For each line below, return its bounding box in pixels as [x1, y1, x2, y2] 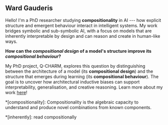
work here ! [5, 89, 27, 95]
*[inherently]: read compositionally [5, 114, 77, 120]
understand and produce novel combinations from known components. [5, 104, 151, 110]
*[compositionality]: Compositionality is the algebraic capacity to [5, 99, 139, 105]
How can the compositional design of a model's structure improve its [5, 48, 151, 54]
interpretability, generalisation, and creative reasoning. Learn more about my [5, 84, 163, 90]
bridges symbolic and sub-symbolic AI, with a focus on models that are [5, 27, 152, 34]
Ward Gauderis [5, 4, 53, 12]
